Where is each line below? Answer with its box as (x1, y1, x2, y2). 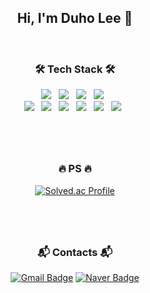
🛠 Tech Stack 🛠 (34, 62, 116, 76)
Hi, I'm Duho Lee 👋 (16, 10, 134, 27)
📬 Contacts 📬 (37, 245, 113, 259)
